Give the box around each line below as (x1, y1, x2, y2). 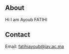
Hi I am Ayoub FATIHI (5, 16, 47, 22)
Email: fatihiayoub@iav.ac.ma (5, 43, 65, 49)
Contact (5, 31, 30, 39)
